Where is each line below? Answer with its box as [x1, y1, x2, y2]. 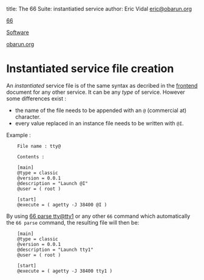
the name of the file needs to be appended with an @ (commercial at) [15, 107, 187, 114]
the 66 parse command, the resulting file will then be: [6, 219, 140, 226]
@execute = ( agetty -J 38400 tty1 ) [17, 268, 113, 274]
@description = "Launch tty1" [17, 247, 94, 253]
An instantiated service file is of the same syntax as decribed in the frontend [6, 82, 198, 89]
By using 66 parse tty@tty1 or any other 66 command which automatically [6, 212, 191, 220]
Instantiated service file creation [6, 62, 174, 75]
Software [6, 29, 29, 36]
